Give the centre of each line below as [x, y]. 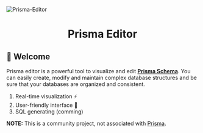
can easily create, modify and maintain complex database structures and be [101, 77]
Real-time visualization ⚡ [46, 96]
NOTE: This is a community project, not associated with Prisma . [86, 123]
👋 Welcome [28, 56]
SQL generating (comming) [49, 112]
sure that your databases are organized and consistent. [76, 84]
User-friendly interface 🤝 [46, 105]
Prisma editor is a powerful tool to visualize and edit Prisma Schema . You [98, 71]
